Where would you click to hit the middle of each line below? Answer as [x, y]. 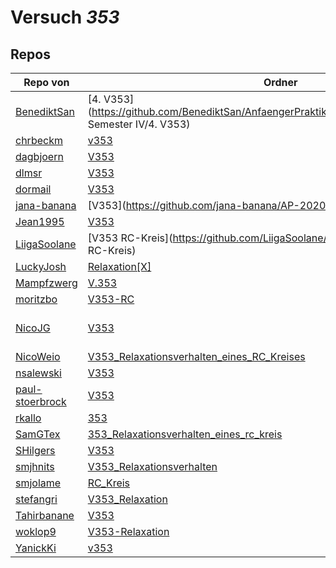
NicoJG [33, 328]
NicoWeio [38, 356]
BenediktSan [45, 111]
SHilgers [35, 450]
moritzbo [36, 299]
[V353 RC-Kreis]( [130, 238]
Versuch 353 [65, 17]
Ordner [280, 82]
